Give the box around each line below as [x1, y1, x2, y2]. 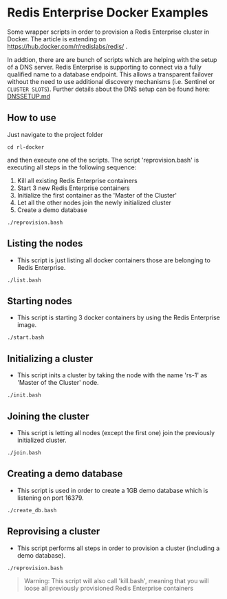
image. [17, 321, 37, 329]
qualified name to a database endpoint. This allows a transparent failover [7, 70, 214, 78]
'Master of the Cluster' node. [17, 379, 99, 387]
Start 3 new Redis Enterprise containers [17, 184, 131, 192]
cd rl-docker [7, 143, 45, 151]
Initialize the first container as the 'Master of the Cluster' [17, 191, 177, 199]
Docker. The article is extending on [7, 34, 107, 43]
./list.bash [7, 277, 41, 284]
